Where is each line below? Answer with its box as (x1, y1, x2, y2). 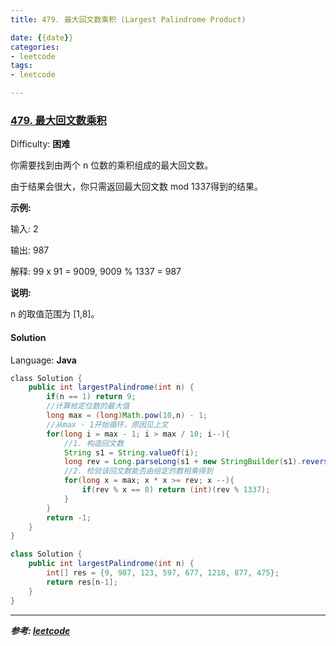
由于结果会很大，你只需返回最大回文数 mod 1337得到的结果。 (10, 181, 264, 193)
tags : (10, 61, 33, 71)
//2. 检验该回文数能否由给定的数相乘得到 (63, 466, 213, 476)
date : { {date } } (10, 32, 74, 43)
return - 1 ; (46, 512, 92, 523)
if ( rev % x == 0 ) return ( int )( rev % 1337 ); (81, 485, 271, 495)
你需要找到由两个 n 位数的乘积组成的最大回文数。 (10, 159, 214, 171)
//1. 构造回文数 (63, 438, 125, 448)
